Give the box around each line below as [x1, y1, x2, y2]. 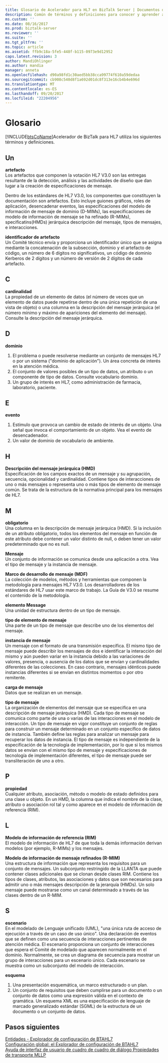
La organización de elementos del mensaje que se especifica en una [5, 705, 146, 711]
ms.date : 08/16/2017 [5, 21, 48, 27]
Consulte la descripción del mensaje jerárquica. [5, 315, 103, 321]
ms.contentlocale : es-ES [5, 86, 57, 92]
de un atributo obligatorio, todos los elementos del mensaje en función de [5, 531, 157, 537]
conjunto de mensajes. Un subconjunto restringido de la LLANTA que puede [5, 865, 162, 871]
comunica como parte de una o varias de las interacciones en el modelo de [5, 715, 160, 721]
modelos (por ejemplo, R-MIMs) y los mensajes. [5, 845, 104, 851]
